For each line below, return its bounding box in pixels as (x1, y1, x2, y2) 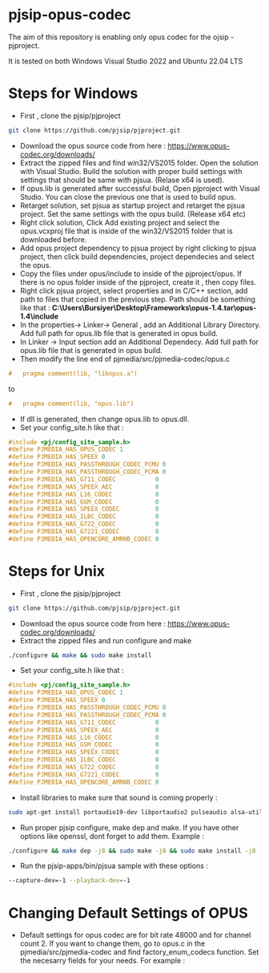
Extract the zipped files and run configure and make (19, 635, 192, 645)
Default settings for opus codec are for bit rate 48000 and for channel (19, 930, 251, 940)
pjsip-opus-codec (8, 6, 131, 24)
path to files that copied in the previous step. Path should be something (19, 294, 256, 304)
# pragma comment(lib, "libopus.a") (8, 369, 138, 378)
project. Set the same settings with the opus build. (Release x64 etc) (19, 209, 246, 218)
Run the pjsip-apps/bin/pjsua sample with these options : (19, 861, 208, 871)
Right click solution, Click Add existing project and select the (19, 217, 220, 227)
